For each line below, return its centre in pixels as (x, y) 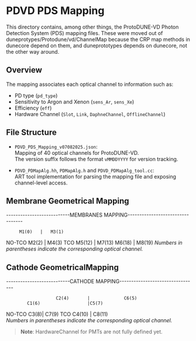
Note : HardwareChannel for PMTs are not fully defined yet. (91, 332)
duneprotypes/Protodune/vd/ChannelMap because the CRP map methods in (98, 39)
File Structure (31, 133)
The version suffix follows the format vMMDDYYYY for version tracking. (96, 159)
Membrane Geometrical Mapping (68, 201)
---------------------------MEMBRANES (54, 215)
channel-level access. (41, 183)
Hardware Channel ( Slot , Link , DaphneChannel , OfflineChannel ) (90, 114)
